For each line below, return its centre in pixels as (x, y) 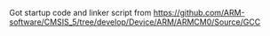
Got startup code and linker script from (80, 13)
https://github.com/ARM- (199, 13)
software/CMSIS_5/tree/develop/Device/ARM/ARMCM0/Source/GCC (135, 22)
